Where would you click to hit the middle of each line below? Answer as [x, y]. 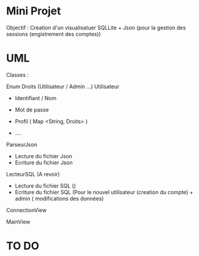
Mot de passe [32, 110]
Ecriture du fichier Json [44, 162]
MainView [18, 222]
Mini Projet [33, 11]
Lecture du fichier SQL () [45, 186]
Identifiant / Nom [36, 98]
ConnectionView [26, 210]
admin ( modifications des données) [59, 198]
